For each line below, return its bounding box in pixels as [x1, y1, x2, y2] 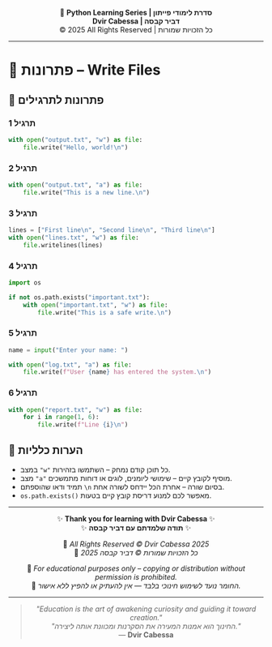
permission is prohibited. [94, 572, 178, 582]
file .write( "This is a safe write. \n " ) [37, 308, 172, 316]
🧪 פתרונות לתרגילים [8, 93, 104, 107]
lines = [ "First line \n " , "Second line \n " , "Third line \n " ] [8, 225, 216, 234]
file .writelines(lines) [23, 241, 104, 249]
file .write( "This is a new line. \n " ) [23, 188, 151, 196]
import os [8, 278, 42, 287]
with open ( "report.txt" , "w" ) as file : [8, 405, 143, 413]
